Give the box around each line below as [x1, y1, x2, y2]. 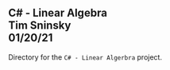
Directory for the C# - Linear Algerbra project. [8, 52, 163, 62]
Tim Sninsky [8, 19, 71, 33]
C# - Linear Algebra [8, 6, 107, 20]
